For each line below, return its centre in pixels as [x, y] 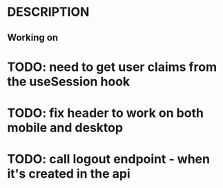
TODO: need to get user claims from [112, 67]
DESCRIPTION [48, 12]
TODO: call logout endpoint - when [109, 159]
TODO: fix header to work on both [105, 113]
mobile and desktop [65, 127]
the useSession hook [69, 82]
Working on [33, 38]
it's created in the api [69, 174]
